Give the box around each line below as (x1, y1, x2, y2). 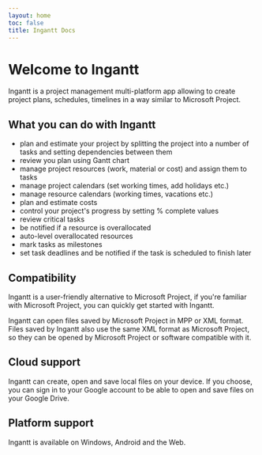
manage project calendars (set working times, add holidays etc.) (19, 181, 230, 191)
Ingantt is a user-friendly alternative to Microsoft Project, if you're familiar (8, 292, 247, 301)
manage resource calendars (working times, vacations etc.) (19, 189, 214, 199)
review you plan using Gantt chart (19, 156, 130, 165)
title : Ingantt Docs (8, 26, 77, 34)
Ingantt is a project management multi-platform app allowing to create (8, 86, 236, 96)
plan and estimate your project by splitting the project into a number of (19, 139, 250, 149)
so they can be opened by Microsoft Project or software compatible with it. (8, 332, 252, 342)
